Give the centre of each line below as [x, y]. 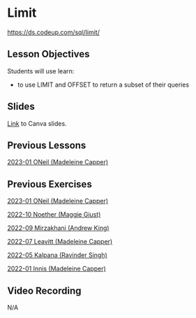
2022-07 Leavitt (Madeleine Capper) [60, 242]
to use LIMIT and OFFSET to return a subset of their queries [103, 85]
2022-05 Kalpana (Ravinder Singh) [58, 255]
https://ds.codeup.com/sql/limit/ [53, 32]
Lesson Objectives [48, 54]
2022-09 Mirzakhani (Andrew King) [58, 228]
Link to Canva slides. [37, 123]
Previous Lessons [47, 145]
